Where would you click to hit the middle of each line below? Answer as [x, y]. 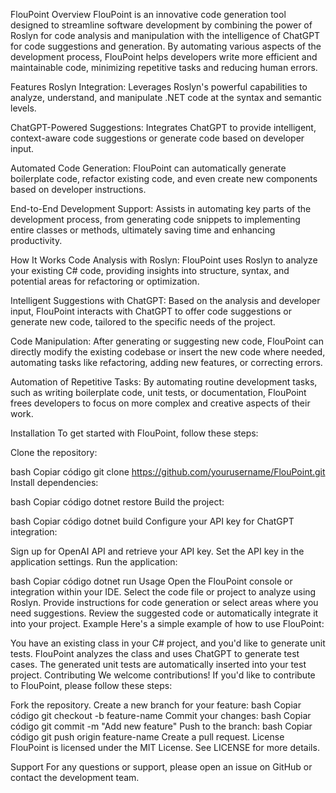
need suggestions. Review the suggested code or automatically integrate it [164, 613]
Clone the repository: [54, 452]
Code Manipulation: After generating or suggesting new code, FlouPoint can [167, 341]
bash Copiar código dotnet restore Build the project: [117, 502]
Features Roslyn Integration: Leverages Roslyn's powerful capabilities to [159, 87]
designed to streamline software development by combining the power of [161, 25]
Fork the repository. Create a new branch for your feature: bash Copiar [156, 705]
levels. [23, 108]
